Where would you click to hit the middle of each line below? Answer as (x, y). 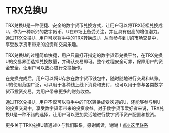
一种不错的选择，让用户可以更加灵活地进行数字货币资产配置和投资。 (88, 114)
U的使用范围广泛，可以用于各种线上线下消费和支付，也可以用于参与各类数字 (84, 84)
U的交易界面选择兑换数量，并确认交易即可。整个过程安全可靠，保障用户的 (82, 61)
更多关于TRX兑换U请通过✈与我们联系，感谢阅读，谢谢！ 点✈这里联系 (77, 125)
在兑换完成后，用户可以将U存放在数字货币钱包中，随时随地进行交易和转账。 (84, 78)
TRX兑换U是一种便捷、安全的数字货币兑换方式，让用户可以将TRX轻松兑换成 (84, 25)
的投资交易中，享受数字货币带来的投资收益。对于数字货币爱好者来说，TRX (82, 108)
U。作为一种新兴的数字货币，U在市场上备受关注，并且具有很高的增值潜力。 (84, 31)
